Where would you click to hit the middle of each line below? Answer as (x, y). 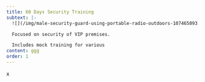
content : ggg (23, 51)
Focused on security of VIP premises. (61, 34)
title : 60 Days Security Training (50, 12)
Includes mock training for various (58, 45)
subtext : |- (21, 18)
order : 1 (17, 56)
